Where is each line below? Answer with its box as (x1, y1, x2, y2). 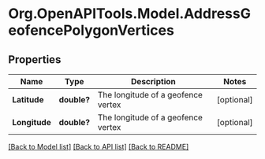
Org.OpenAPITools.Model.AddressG (8, 5, 251, 23)
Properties (8, 53, 62, 66)
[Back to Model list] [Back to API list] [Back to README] (8, 142, 189, 151)
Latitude (12, 94, 44, 105)
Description (131, 76, 176, 87)
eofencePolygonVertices (8, 21, 175, 39)
